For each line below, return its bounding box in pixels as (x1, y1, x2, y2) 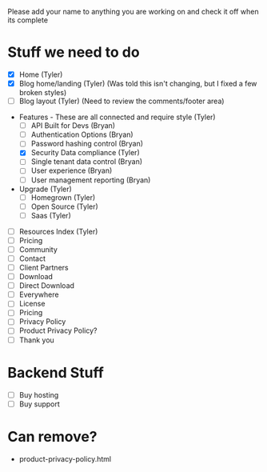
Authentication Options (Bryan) (30, 130, 133, 139)
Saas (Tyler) (30, 210, 71, 220)
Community (18, 244, 58, 254)
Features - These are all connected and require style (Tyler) (18, 112, 217, 122)
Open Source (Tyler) (30, 202, 99, 211)
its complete (7, 15, 49, 25)
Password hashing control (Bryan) (30, 139, 144, 149)
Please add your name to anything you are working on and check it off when (7, 7, 259, 16)
